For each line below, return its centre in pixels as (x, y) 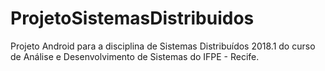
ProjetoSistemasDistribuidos (132, 18)
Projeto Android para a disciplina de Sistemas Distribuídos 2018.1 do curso (163, 46)
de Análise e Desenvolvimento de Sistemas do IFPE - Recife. (135, 56)
